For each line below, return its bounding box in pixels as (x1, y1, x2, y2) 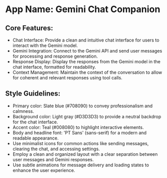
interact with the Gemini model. (12, 42, 78, 49)
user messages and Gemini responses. (12, 156, 94, 162)
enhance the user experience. (12, 167, 75, 173)
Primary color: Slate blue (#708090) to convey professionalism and (12, 103, 153, 109)
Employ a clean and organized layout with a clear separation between (12, 151, 158, 157)
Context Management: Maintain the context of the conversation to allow (12, 69, 162, 75)
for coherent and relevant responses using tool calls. (12, 75, 122, 80)
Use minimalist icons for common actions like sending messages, (12, 140, 149, 146)
